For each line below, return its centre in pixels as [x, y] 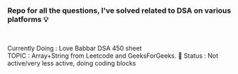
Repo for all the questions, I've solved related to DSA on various [119, 11]
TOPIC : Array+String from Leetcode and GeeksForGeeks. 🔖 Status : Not [113, 56]
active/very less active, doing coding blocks [72, 63]
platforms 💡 [28, 19]
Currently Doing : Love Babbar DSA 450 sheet [75, 49]
